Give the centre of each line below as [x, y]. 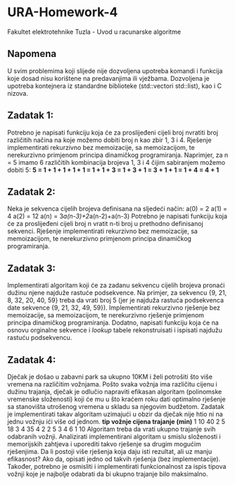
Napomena [32, 54]
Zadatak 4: [32, 360]
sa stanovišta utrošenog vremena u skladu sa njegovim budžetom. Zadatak [116, 407]
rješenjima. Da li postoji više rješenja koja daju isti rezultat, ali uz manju [110, 452]
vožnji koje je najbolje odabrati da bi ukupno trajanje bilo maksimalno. [108, 474]
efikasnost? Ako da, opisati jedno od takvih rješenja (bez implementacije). [114, 459]
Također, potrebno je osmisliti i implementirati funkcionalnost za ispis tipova [117, 466]
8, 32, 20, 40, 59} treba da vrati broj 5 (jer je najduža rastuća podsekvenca [115, 301]
